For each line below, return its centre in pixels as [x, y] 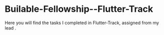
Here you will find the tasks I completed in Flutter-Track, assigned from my [82, 23]
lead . [11, 28]
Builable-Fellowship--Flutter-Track [79, 9]
